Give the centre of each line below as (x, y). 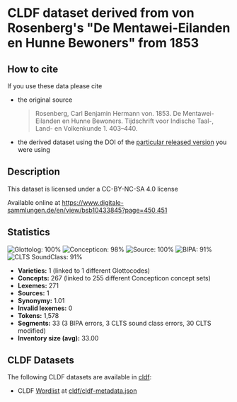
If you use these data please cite (55, 86)
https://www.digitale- (93, 202)
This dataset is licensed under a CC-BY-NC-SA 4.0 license (93, 189)
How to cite (33, 69)
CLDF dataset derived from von (101, 13)
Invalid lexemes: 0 (45, 308)
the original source (45, 100)
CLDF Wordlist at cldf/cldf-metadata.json (77, 391)
